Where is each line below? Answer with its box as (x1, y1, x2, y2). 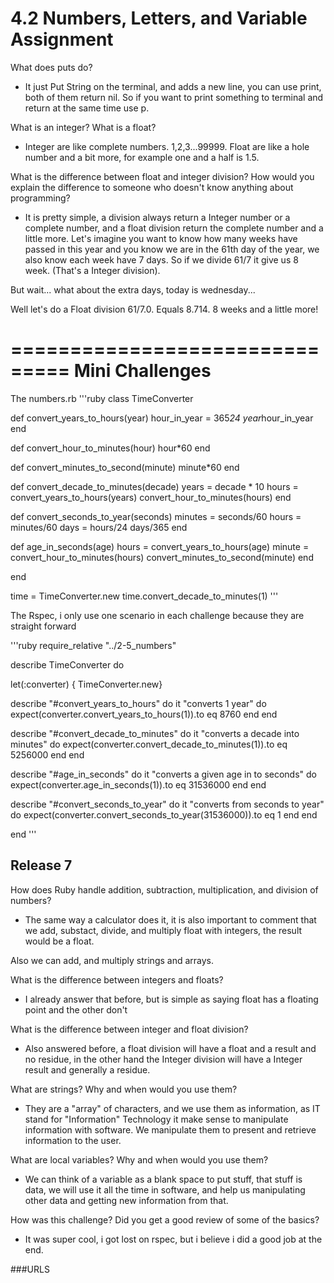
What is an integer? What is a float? (10, 121, 157, 133)
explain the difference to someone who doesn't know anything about (10, 181, 294, 193)
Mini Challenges (73, 360, 212, 382)
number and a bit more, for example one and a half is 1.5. (24, 151, 260, 163)
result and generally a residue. (24, 1063, 151, 1076)
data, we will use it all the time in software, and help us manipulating (24, 1183, 306, 1196)
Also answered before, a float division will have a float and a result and (24, 1042, 317, 1054)
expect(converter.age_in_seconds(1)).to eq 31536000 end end (10, 778, 267, 791)
